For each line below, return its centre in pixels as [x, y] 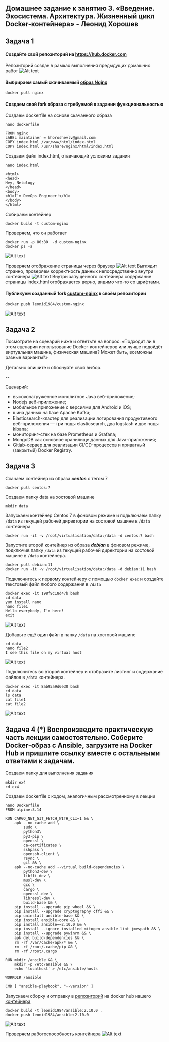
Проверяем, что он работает [36, 233]
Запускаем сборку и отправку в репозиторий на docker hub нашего [78, 996]
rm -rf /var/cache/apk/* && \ [46, 943]
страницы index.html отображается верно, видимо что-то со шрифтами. [83, 282]
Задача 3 [20, 466]
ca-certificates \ [43, 845]
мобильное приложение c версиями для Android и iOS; [72, 407]
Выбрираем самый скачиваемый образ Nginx [56, 82]
